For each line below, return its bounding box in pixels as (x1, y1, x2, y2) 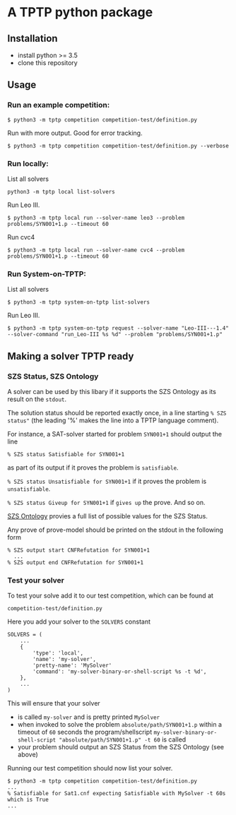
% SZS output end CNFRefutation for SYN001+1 (7, 559, 143, 566)
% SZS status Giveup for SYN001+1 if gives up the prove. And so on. (7, 498, 206, 506)
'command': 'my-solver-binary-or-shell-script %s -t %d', (33, 668, 207, 675)
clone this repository (17, 59, 78, 67)
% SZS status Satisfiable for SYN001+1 (7, 451, 125, 458)
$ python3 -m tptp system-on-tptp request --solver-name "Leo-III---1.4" (7, 325, 230, 332)
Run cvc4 (7, 232, 35, 241)
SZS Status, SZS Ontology (7, 371, 99, 381)
